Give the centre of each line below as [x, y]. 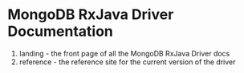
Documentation [61, 31]
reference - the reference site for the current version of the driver [127, 62]
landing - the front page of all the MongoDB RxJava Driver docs [124, 53]
